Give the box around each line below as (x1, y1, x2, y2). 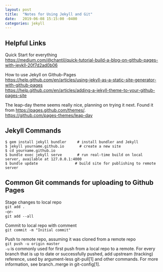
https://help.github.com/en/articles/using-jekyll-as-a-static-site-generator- (5, 77, 157, 83)
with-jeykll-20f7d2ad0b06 (5, 62, 58, 68)
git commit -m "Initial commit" (5, 227, 71, 232)
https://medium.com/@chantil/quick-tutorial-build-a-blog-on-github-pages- (5, 57, 159, 63)
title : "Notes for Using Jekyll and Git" (5, 12, 93, 17)
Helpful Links (5, 39, 46, 47)
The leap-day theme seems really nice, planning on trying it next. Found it (5, 102, 154, 108)
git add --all (5, 214, 34, 219)
